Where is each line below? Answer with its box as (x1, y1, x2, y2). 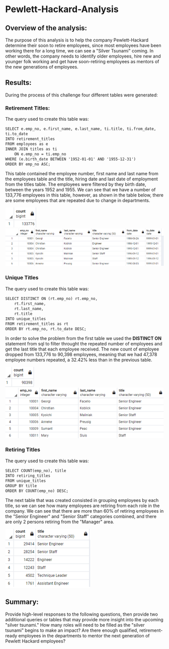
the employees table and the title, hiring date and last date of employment (5, 176, 158, 182)
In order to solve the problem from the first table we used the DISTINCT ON (5, 335, 162, 341)
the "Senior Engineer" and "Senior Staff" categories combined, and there (5, 513, 157, 519)
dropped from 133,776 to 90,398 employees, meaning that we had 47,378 (5, 351, 157, 357)
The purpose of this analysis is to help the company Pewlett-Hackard (5, 37, 149, 43)
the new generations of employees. (5, 64, 79, 70)
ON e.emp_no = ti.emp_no (14, 152, 66, 157)
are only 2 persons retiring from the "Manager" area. (5, 519, 115, 525)
